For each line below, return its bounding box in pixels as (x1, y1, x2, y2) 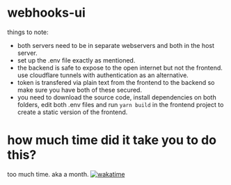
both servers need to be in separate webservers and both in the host (17, 41, 214, 49)
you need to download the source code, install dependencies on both (17, 92, 217, 102)
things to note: (7, 28, 49, 36)
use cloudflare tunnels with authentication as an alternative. (17, 71, 189, 79)
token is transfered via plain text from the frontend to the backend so (17, 78, 215, 86)
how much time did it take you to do (7, 132, 217, 148)
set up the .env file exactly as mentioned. (17, 56, 136, 64)
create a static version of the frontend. (17, 108, 128, 116)
